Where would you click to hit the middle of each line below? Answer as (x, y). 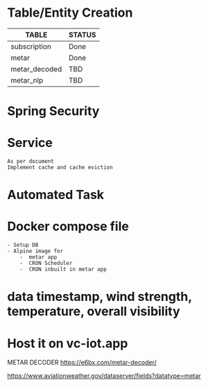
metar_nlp (27, 80)
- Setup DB (23, 245)
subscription (31, 46)
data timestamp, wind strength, (99, 297)
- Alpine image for (35, 251)
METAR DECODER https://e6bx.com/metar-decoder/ (82, 363)
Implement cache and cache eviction (60, 168)
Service (30, 143)
